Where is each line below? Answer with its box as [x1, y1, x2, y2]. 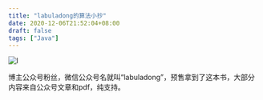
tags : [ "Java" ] [8, 34, 59, 42]
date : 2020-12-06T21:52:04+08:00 [8, 19, 120, 27]
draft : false [8, 26, 52, 34]
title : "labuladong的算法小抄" [8, 11, 107, 20]
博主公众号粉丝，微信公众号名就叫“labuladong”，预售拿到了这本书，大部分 [8, 73, 255, 82]
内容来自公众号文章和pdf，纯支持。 [8, 82, 126, 92]
